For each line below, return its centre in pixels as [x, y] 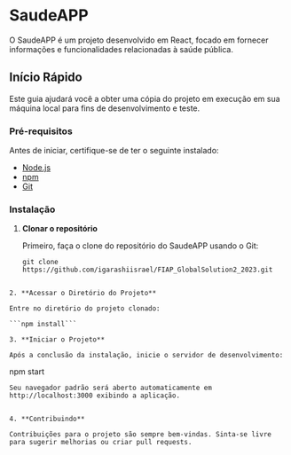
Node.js [36, 168]
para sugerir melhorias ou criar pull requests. [101, 443]
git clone [40, 263]
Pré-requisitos [41, 131]
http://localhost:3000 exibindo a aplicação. [94, 396]
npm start [27, 372]
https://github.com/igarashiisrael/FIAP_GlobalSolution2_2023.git [147, 270]
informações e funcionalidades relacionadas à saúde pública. [121, 49]
